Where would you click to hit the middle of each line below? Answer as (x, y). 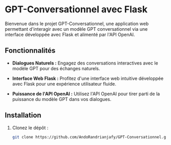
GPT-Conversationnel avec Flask (76, 9)
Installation (23, 116)
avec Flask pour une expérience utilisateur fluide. (64, 84)
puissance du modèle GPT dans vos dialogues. (62, 99)
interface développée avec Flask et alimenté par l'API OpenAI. (70, 34)
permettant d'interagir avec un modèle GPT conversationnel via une (76, 29)
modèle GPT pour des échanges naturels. (56, 68)
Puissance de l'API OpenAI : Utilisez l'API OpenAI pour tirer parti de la (86, 94)
